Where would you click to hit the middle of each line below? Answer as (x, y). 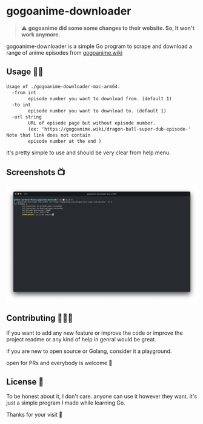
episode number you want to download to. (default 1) (97, 111)
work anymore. (41, 34)
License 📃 (25, 382)
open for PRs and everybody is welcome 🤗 (59, 363)
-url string (27, 117)
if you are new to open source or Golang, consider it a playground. (89, 351)
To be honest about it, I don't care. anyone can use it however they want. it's (102, 397)
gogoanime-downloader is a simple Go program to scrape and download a (99, 46)
